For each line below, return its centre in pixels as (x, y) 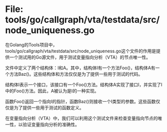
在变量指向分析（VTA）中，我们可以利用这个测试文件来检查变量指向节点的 (82, 118)
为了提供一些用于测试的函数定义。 (49, 108)
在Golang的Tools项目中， (31, 45)
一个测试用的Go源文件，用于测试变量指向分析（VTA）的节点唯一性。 (80, 57)
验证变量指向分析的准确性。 (51, 124)
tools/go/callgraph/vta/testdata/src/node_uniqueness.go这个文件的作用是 (81, 51)
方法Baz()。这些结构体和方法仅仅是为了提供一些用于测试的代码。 (76, 74)
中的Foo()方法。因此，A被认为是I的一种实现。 (52, 91)
